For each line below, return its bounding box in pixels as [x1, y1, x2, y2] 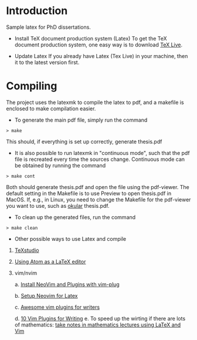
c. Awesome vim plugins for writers [14, 304, 100, 311]
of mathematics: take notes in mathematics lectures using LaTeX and [14, 321, 181, 328]
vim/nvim [14, 269, 37, 277]
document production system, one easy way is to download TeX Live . [14, 41, 183, 48]
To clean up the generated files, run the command [14, 213, 136, 221]
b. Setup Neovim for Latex [14, 292, 78, 299]
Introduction [6, 4, 68, 18]
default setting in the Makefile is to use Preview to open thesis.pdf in [6, 190, 172, 197]
